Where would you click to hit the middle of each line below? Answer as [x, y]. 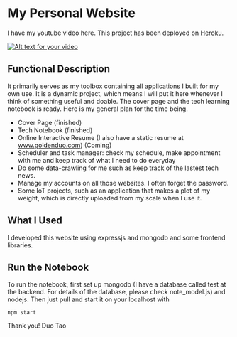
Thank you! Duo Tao [37, 326]
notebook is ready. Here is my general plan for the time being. [98, 109]
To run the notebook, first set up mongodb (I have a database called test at [117, 284]
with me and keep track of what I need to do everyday [97, 160]
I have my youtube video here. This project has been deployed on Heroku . [116, 33]
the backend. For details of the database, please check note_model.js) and [116, 292]
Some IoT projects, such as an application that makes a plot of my [114, 191]
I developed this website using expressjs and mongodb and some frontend [116, 237]
